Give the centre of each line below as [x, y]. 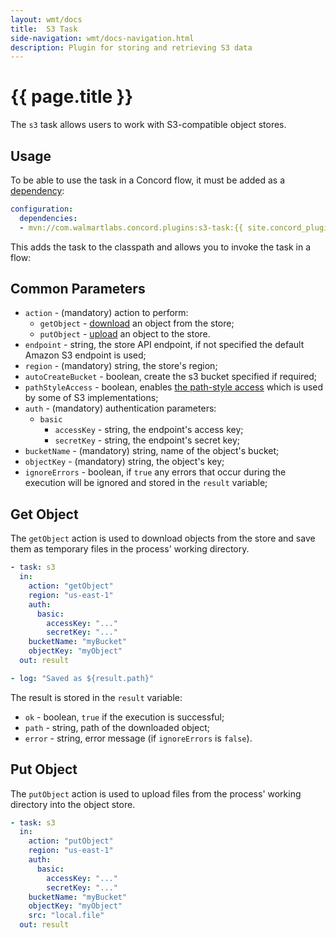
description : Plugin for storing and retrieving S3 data [131, 47]
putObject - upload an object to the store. [125, 334]
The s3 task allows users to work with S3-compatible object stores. [148, 125]
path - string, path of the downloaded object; [117, 727]
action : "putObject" [71, 841]
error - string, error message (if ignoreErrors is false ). [138, 738]
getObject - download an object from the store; [137, 323]
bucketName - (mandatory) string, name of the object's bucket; [152, 451]
